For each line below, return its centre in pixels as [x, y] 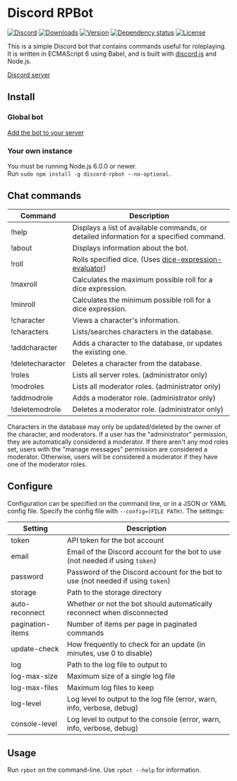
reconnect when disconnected [117, 612]
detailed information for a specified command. [149, 236]
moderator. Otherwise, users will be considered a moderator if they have [113, 456]
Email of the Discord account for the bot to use [144, 552]
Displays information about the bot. [130, 248]
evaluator [88, 268]
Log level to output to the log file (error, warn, [142, 698]
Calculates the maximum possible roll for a [142, 279]
